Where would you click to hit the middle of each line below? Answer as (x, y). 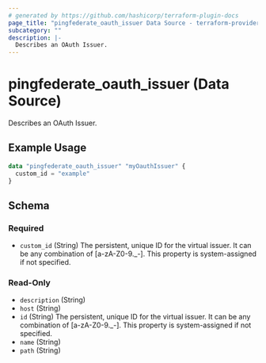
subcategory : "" (35, 30)
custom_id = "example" (53, 174)
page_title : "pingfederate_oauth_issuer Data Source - (101, 23)
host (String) (40, 308)
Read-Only (30, 283)
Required (26, 228)
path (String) (40, 350)
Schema (29, 206)
